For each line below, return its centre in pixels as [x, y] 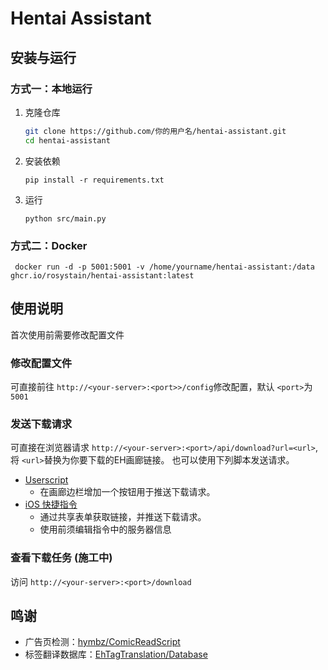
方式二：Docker [49, 245]
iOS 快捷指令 [51, 504]
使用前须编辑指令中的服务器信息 [105, 529]
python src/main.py [65, 218]
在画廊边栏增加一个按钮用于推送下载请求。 [127, 492]
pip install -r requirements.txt [94, 180]
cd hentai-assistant [67, 140]
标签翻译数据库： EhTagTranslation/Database [116, 654]
